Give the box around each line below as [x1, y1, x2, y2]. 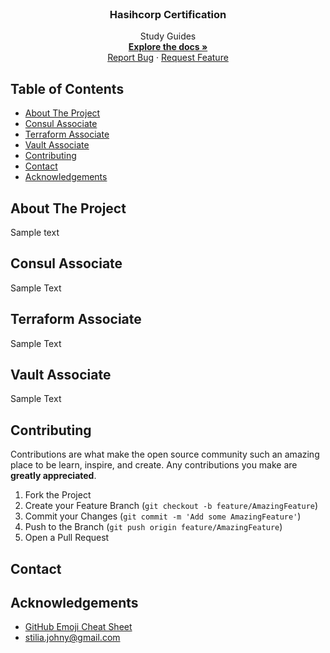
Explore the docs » [128, 41, 208, 53]
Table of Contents [10, 80, 125, 97]
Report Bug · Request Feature [107, 52, 229, 64]
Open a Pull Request [24, 532, 110, 544]
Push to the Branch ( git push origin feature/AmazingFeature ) [24, 521, 283, 533]
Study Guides [139, 30, 197, 42]
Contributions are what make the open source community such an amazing [10, 448, 320, 461]
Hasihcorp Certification [109, 7, 227, 21]
